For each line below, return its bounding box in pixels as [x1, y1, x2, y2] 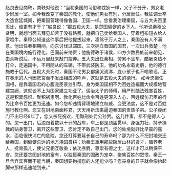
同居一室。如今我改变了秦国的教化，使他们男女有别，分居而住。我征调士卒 [9, 11, 167, 17]
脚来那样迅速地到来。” [5, 164, 50, 170]
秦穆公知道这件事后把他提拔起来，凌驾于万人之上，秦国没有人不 [23, 36, 158, 42]
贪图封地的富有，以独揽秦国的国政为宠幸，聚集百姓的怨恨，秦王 [27, 151, 162, 158]
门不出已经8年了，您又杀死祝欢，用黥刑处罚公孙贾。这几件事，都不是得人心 [5, 113, 165, 119]
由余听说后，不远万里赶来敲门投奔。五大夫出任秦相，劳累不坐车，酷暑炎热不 [5, 56, 167, 61]
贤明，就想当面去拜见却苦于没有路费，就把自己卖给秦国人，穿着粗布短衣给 [5, 30, 162, 36]
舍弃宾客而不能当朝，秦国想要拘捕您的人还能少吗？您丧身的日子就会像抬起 [9, 158, 167, 164]
